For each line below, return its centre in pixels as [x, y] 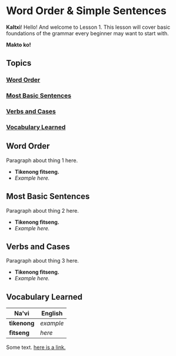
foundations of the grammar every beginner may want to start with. [87, 33]
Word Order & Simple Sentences [86, 11]
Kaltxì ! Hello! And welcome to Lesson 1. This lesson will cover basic [88, 27]
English [52, 314]
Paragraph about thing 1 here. [42, 160]
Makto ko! [19, 45]
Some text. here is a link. [36, 347]
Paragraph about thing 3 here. [43, 261]
